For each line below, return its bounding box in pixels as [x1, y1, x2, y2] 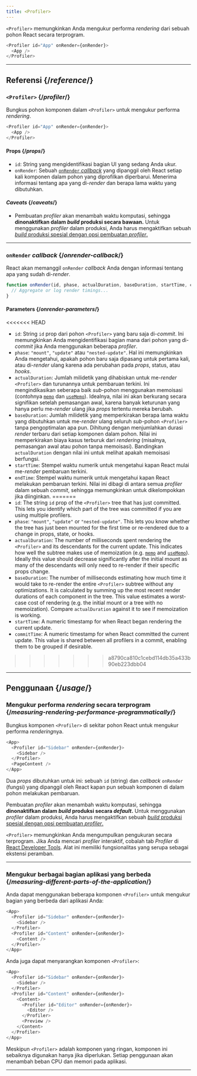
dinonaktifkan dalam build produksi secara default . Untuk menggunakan [6, 808, 186, 815]
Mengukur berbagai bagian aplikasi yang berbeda [6, 870, 151, 878]
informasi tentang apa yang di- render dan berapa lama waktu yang [14, 179, 177, 186]
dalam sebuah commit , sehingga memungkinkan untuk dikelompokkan [14, 487, 185, 494]
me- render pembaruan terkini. [14, 468, 88, 475]
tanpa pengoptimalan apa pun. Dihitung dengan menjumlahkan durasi [14, 424, 183, 431]
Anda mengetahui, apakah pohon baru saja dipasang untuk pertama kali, [14, 356, 191, 363]
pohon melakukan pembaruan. [6, 790, 80, 797]
